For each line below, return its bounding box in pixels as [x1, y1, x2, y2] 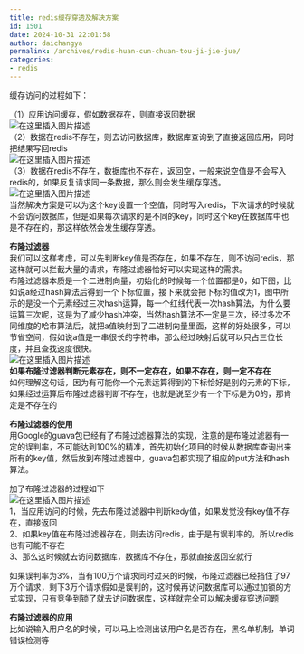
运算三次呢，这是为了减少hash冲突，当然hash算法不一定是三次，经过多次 [9, 308, 283, 319]
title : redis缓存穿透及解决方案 [9, 13, 119, 23]
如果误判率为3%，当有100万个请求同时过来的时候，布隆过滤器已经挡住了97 [9, 570, 291, 581]
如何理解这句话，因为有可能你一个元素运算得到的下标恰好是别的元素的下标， [9, 376, 295, 387]
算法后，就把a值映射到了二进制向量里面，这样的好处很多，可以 [56, 320, 291, 331]
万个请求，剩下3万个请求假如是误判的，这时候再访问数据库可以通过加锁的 [9, 581, 284, 592]
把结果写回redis [9, 142, 68, 154]
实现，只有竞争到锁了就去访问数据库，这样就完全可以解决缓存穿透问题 [16, 592, 279, 603]
